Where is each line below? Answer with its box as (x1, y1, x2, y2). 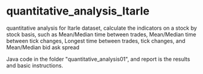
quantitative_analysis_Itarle (6, 4, 150, 18)
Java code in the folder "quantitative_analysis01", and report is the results (6, 55, 190, 62)
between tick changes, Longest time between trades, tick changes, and (6, 37, 185, 44)
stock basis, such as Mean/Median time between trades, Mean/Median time (6, 30, 196, 38)
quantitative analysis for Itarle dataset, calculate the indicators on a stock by (6, 24, 198, 32)
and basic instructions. (6, 62, 64, 69)
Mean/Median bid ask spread (6, 44, 80, 51)
